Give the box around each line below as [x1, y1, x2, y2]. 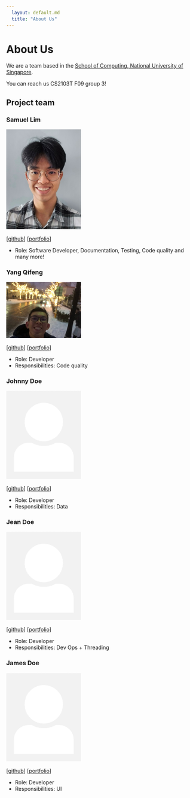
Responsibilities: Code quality [14, 362, 88, 369]
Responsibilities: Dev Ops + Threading [14, 644, 109, 651]
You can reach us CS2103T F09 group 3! [6, 80, 106, 87]
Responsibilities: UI [14, 785, 62, 792]
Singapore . [6, 69, 33, 76]
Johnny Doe [6, 377, 42, 385]
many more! [14, 253, 45, 260]
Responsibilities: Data [14, 503, 68, 510]
